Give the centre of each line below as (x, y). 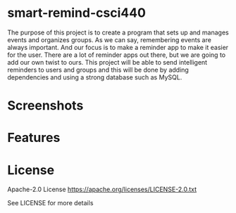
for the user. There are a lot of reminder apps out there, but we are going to (117, 55)
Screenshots (45, 106)
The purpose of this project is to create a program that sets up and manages (118, 32)
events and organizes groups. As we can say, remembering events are (109, 39)
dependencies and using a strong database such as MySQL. (95, 77)
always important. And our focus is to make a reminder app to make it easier (118, 47)
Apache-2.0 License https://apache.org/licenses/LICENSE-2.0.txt (102, 189)
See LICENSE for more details (50, 203)
